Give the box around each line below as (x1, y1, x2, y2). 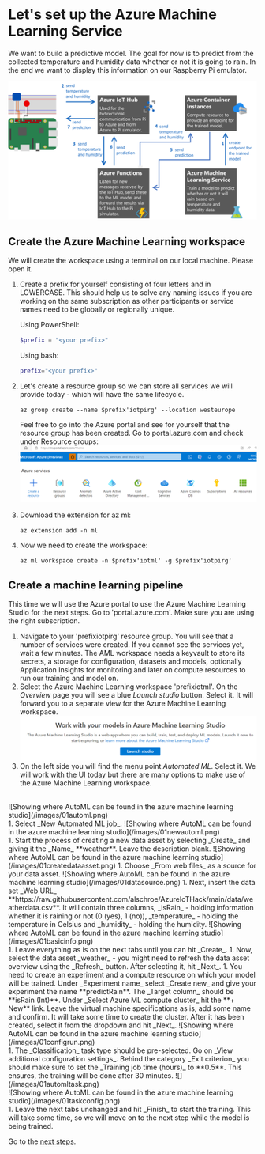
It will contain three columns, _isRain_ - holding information (62, 902, 254, 912)
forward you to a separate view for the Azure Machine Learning (19, 698, 226, 709)
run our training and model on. (19, 674, 119, 683)
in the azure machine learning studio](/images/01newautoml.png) (8, 827, 220, 836)
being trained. (8, 1121, 54, 1130)
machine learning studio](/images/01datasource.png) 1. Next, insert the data (8, 877, 256, 887)
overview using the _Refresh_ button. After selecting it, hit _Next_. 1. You (8, 961, 243, 970)
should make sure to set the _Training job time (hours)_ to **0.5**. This (8, 1062, 242, 1072)
